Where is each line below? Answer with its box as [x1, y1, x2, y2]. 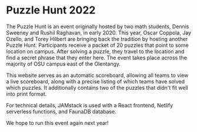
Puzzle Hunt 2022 [6, 4, 96, 17]
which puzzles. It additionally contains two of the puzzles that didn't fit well [6, 84, 188, 91]
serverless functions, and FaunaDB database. [6, 108, 116, 115]
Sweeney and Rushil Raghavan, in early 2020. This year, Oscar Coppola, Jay [6, 29, 192, 36]
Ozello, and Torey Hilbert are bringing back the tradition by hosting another [6, 35, 188, 42]
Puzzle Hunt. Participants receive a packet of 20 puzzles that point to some [6, 42, 189, 49]
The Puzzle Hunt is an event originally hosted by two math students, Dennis [6, 23, 189, 30]
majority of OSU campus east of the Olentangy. [6, 60, 121, 67]
